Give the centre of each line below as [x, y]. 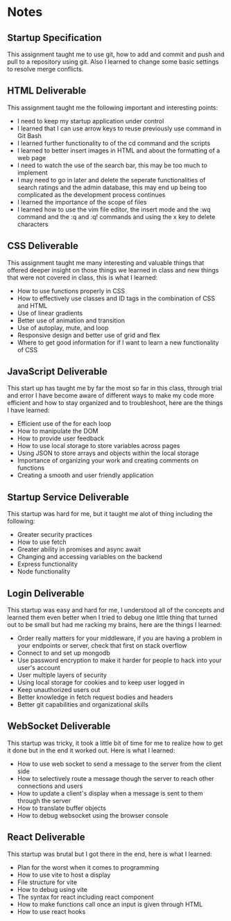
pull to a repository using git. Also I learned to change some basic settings [113, 62]
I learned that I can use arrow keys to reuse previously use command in [119, 128]
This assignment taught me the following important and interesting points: [113, 107]
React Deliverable [46, 837]
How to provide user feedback [61, 438]
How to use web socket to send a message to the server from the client [119, 764]
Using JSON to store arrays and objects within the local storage [108, 453]
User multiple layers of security [62, 675]
